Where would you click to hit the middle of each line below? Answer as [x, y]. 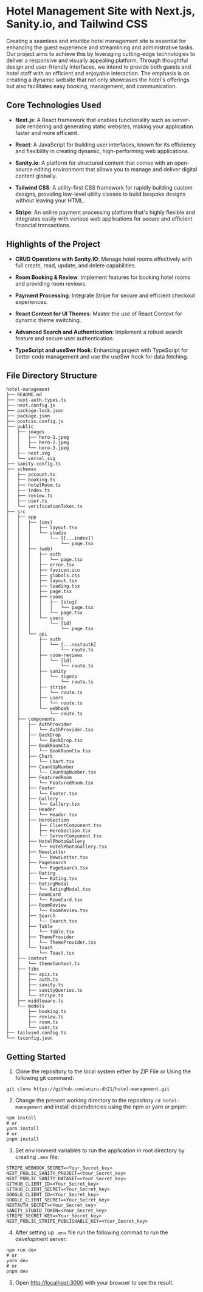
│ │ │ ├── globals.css [43, 576]
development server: [41, 1239]
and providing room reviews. [51, 283]
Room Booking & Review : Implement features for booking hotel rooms [103, 277]
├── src [16, 512]
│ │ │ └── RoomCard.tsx [45, 900]
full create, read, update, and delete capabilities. [76, 265]
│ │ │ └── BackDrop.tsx [45, 740]
